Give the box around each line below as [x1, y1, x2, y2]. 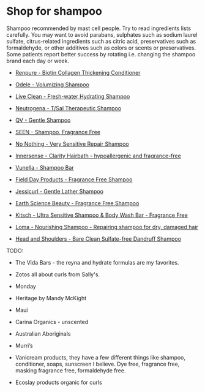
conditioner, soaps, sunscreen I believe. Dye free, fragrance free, [15, 360, 180, 367]
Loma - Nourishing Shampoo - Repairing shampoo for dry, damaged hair [15, 223, 199, 230]
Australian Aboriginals [15, 330, 72, 337]
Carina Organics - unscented [15, 318, 89, 325]
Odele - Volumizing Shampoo [15, 81, 90, 88]
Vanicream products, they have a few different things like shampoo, [15, 353, 185, 361]
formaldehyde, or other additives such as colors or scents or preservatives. [6, 44, 196, 51]
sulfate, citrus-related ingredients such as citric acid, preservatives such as [6, 37, 196, 45]
